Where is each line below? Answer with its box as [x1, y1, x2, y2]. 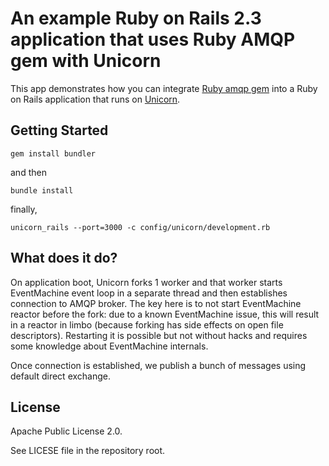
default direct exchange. [10, 370, 111, 382]
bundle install [10, 185, 74, 196]
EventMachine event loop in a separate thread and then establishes [10, 287, 288, 299]
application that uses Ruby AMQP [10, 28, 296, 51]
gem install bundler [10, 148, 97, 159]
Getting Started [10, 122, 109, 139]
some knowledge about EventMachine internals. [10, 340, 209, 352]
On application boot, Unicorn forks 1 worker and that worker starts [10, 276, 283, 288]
